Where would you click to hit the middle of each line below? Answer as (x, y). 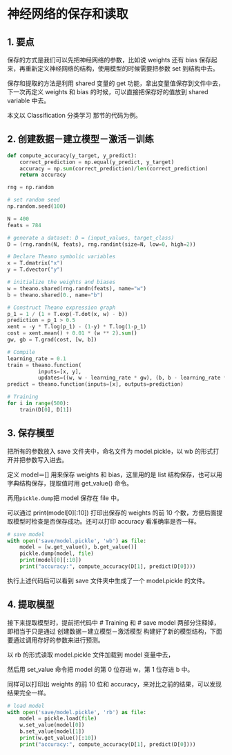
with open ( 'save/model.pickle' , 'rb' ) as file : (77, 712)
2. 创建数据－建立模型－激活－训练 (80, 139)
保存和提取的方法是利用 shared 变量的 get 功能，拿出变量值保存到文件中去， (116, 83)
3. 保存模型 (31, 433)
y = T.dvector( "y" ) (35, 270)
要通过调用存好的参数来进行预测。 (56, 640)
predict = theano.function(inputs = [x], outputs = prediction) (96, 384)
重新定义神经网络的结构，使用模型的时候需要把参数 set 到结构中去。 (122, 69)
